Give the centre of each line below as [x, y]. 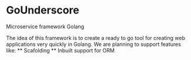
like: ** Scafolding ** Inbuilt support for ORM [60, 50]
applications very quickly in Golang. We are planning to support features [93, 44]
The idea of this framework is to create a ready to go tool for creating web [95, 38]
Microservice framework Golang [45, 26]
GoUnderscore [43, 10]
